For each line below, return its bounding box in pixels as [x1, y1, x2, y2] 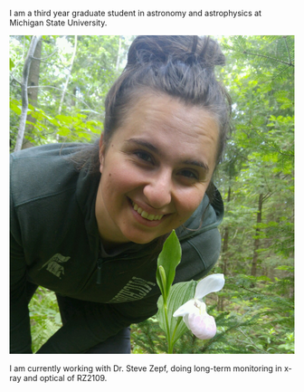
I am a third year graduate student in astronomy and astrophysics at [9, 8, 262, 18]
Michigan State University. [9, 17, 108, 28]
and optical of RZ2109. [23, 372, 108, 383]
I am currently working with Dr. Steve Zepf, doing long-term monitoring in [9, 362, 282, 374]
